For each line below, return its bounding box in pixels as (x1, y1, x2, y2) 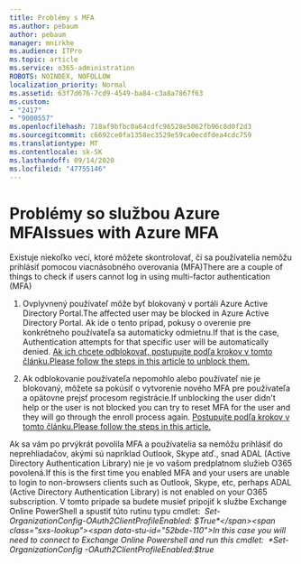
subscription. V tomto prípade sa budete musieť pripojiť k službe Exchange (9, 496, 287, 507)
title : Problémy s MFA (9, 13, 95, 23)
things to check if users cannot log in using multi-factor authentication (9, 272, 270, 282)
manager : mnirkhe (9, 38, 75, 48)
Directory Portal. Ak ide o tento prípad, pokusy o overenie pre (22, 318, 251, 328)
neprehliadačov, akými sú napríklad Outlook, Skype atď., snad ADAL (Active (9, 448, 291, 459)
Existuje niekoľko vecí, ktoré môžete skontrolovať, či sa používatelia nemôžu (9, 252, 293, 263)
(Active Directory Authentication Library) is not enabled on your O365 (9, 486, 268, 497)
